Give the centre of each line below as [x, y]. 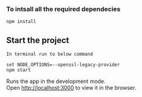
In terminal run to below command [50, 54]
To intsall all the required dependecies [63, 9]
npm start [19, 70]
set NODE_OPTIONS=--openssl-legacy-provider [63, 65]
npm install [21, 22]
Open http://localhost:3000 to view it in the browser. [71, 88]
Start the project [38, 40]
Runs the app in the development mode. [56, 81]
